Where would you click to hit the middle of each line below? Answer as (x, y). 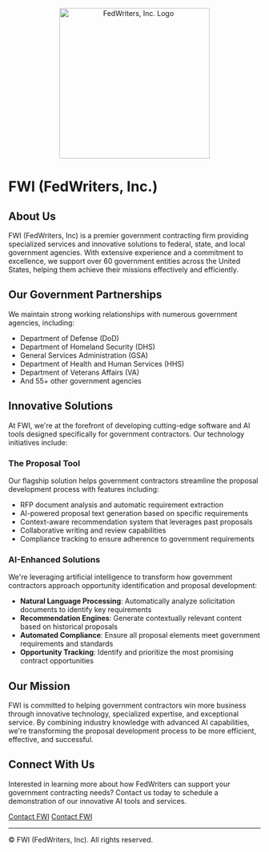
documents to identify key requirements (86, 610)
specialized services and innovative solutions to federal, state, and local (127, 244)
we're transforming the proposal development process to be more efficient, (132, 731)
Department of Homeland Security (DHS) (88, 347)
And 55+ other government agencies (80, 380)
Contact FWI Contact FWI (50, 816)
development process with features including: (84, 489)
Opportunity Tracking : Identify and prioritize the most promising (126, 652)
